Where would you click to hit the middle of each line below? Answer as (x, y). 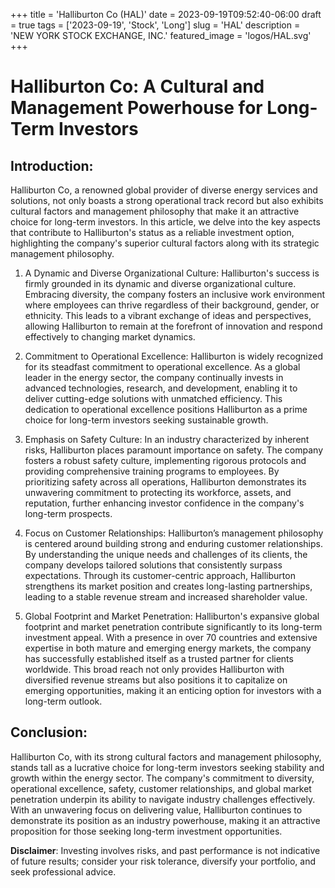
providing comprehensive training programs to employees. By (152, 471)
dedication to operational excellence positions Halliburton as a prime (166, 409)
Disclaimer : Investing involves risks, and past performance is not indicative (165, 850)
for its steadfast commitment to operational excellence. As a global (162, 367)
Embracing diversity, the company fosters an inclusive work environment (175, 294)
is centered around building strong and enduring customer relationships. (174, 543)
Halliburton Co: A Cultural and (137, 86)
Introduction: (52, 165)
